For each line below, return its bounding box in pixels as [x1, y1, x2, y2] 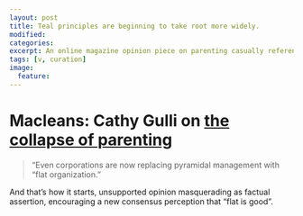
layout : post [9, 13, 59, 22]
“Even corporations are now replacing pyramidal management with [31, 159, 280, 170]
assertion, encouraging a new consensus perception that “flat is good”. [9, 195, 273, 207]
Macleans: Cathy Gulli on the [9, 110, 230, 130]
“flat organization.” [31, 168, 102, 180]
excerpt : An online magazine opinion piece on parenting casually [9, 47, 264, 56]
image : [9, 64, 34, 73]
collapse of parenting [9, 130, 173, 149]
